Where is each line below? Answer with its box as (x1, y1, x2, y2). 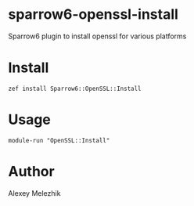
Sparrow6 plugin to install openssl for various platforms (8, 31, 187, 41)
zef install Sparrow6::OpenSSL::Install (8, 85, 142, 92)
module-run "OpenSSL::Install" (8, 136, 110, 144)
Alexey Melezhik (8, 188, 61, 197)
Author (8, 163, 55, 180)
